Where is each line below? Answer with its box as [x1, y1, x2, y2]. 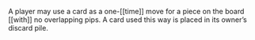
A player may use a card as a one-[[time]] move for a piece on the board [8, 7, 245, 16]
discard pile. [8, 24, 49, 32]
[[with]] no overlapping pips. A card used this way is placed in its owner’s [8, 15, 247, 24]
